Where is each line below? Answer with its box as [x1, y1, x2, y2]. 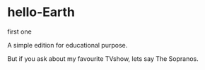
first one [7, 27, 32, 36]
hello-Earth [7, 4, 76, 20]
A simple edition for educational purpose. [7, 41, 128, 49]
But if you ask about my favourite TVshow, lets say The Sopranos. [7, 54, 199, 63]
